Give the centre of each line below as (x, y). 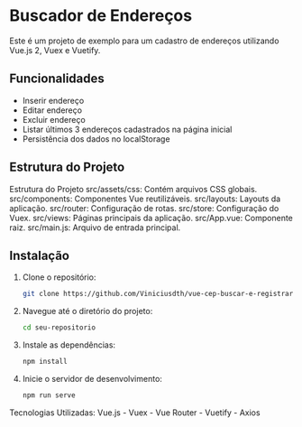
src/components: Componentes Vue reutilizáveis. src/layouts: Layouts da (145, 199)
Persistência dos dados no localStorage (96, 139)
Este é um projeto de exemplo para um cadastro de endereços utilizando (144, 41)
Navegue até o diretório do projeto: (87, 311)
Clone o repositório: (59, 277)
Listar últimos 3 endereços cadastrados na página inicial (127, 129)
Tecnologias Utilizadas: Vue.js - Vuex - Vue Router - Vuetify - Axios (135, 413)
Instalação (40, 255)
